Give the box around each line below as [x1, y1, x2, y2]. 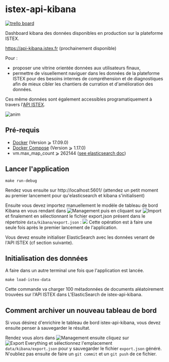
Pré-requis [5, 126, 40, 134]
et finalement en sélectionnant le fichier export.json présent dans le [5, 213, 145, 219]
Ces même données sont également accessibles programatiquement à [5, 96, 152, 102]
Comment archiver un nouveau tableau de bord [5, 306, 157, 314]
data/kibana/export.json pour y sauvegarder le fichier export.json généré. [5, 345, 162, 352]
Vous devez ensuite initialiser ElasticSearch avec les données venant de [5, 234, 155, 240]
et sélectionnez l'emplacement [48, 340, 112, 346]
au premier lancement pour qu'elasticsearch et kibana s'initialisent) [5, 192, 145, 198]
